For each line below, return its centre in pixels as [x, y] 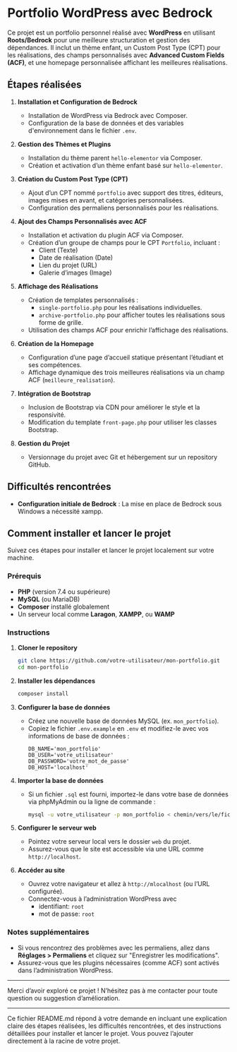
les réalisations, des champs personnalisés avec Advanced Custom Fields [116, 55]
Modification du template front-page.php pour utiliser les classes [122, 422]
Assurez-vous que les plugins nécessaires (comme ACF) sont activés [119, 962]
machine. [21, 558]
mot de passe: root [67, 914]
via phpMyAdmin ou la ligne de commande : [92, 801]
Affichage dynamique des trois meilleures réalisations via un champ [126, 372]
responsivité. [47, 414]
